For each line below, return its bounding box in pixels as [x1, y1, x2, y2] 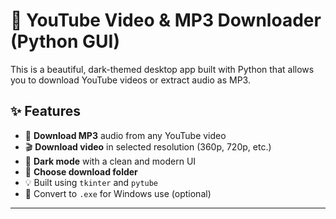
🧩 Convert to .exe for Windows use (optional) [24, 187, 212, 199]
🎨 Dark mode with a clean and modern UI [24, 155, 197, 167]
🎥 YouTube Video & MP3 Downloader [10, 9, 322, 32]
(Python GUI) [10, 30, 120, 53]
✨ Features [10, 103, 81, 120]
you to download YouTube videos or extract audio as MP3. [10, 74, 251, 86]
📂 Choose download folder [24, 165, 138, 178]
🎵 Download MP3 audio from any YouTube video [24, 129, 227, 141]
